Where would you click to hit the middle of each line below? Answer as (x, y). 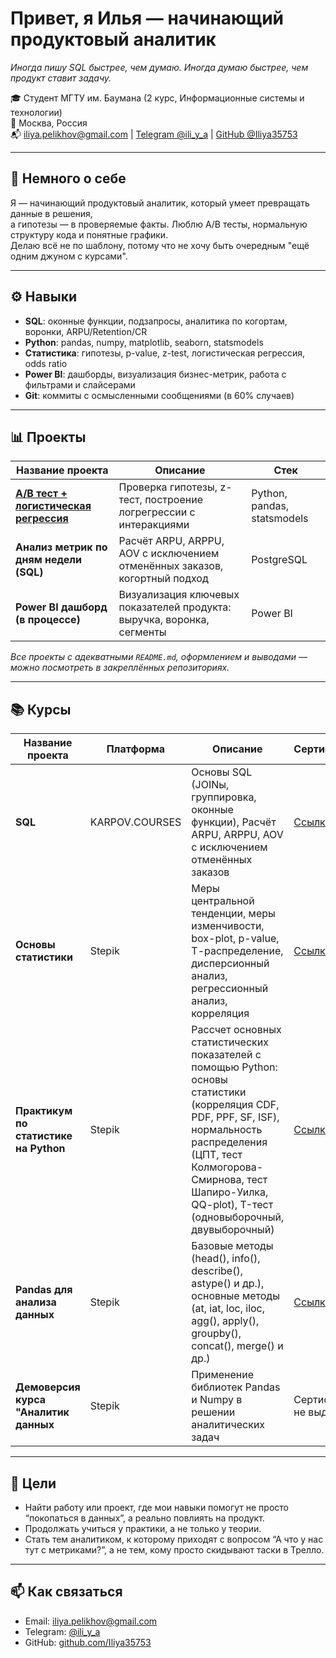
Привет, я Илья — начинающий (147, 18)
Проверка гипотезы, (168, 487)
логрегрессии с (157, 512)
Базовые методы (232, 1246)
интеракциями (154, 525)
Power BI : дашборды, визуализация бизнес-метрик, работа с (155, 374)
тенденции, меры (233, 914)
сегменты (142, 632)
